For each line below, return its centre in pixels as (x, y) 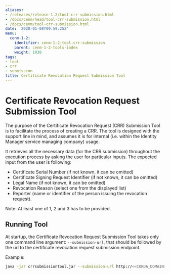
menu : (11, 33)
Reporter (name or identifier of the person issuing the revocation (80, 193)
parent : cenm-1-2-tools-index (46, 48)
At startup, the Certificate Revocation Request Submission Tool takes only (82, 237)
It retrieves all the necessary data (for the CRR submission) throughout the (83, 151)
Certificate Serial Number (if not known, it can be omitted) (73, 172)
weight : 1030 (28, 52)
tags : (11, 57)
